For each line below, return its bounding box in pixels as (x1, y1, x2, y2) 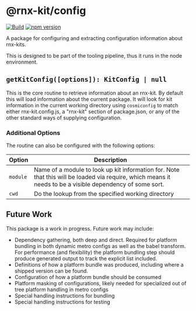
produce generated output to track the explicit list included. (14, 255, 157, 262)
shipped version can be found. (14, 267, 89, 274)
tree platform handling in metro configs (14, 286, 109, 293)
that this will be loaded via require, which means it (34, 173, 171, 181)
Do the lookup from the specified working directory (34, 190, 174, 198)
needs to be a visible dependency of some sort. (34, 180, 164, 188)
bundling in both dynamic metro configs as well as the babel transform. (14, 242, 186, 249)
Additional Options (6, 128, 61, 137)
